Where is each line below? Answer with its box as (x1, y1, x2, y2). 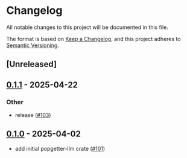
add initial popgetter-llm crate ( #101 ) (14, 145, 106, 152)
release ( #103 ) (14, 112, 51, 119)
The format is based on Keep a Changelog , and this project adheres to (6, 35, 181, 42)
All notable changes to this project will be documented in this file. (6, 24, 169, 31)
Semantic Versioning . (6, 42, 59, 49)
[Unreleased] (6, 59, 57, 69)
